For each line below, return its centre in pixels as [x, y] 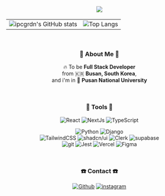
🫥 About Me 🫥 [99, 54]
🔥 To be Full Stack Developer [99, 67]
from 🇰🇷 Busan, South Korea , [99, 73]
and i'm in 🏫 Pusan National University [99, 81]
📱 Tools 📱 [99, 107]
